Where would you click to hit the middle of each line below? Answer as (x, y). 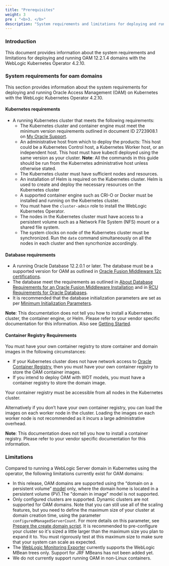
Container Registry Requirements (41, 335)
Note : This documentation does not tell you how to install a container (77, 433)
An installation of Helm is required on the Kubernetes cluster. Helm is (91, 179)
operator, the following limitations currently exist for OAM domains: (74, 474)
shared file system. (40, 227)
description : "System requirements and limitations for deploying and (81, 24)
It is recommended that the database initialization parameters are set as (87, 298)
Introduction (21, 42)
